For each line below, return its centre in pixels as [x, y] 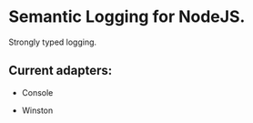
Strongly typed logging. [53, 42]
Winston [37, 110]
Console [37, 92]
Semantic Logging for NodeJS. [127, 17]
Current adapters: [61, 71]
